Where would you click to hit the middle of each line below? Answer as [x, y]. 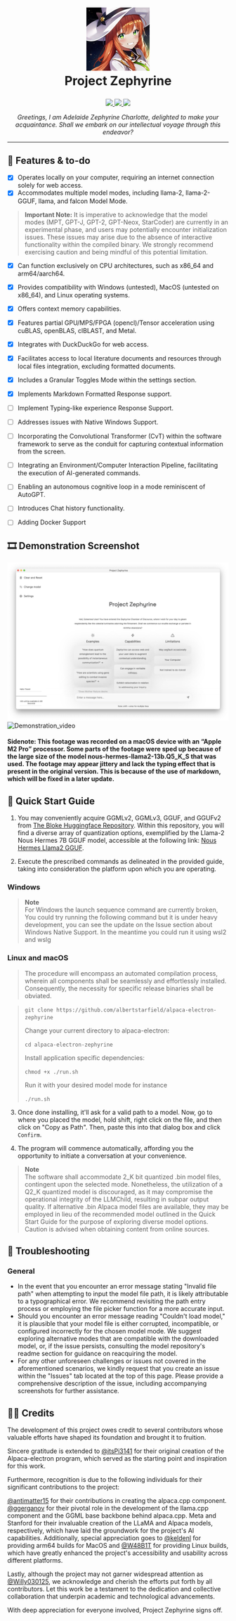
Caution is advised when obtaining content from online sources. [117, 1229]
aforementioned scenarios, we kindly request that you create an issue [118, 1369]
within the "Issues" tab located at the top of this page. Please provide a [120, 1376]
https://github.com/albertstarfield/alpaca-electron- [136, 1010]
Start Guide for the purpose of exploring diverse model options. [116, 1221]
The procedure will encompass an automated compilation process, [121, 973]
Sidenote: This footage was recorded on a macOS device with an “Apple [114, 742]
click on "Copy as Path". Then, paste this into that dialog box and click [119, 1127]
